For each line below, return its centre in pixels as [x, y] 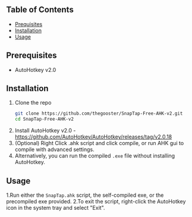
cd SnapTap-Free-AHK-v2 [44, 119]
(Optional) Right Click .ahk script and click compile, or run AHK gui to [99, 143]
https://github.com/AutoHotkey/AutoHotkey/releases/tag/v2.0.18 [93, 137]
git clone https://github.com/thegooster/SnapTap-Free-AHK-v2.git [99, 114]
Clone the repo [33, 103]
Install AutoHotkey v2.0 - [45, 131]
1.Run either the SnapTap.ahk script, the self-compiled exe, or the [85, 195]
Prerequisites [32, 56]
